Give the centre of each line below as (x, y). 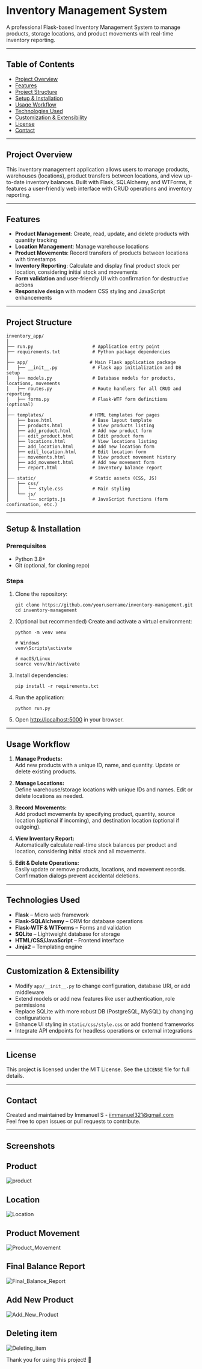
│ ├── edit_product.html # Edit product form (75, 436)
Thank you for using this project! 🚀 (49, 1359)
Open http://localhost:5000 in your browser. (69, 720)
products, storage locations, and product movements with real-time (90, 33)
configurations (33, 1018)
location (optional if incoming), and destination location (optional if (97, 820)
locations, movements (33, 384)
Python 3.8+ (30, 559)
